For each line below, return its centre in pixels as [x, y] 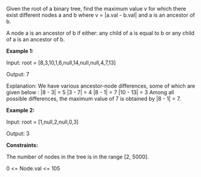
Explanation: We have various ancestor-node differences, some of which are [101, 86]
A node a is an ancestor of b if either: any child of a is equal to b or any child [100, 33]
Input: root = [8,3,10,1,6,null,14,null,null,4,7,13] [61, 63]
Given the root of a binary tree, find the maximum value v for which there [96, 9]
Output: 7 [18, 74]
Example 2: [20, 110]
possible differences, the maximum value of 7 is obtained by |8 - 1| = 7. [94, 99]
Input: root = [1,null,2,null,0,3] [43, 122]
